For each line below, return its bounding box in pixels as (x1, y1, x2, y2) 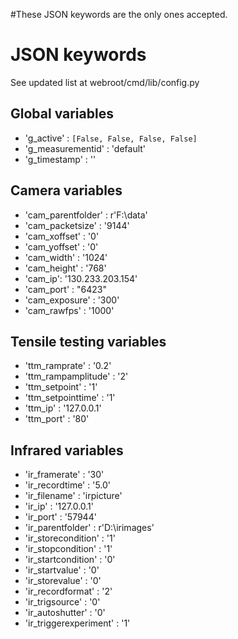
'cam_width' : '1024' (24, 251, 108, 263)
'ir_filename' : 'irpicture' (24, 490, 123, 502)
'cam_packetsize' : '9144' (24, 219, 130, 231)
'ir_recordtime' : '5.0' (24, 479, 112, 491)
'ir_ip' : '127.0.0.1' (24, 500, 95, 513)
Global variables (10, 105, 114, 123)
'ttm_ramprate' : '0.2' (24, 360, 112, 372)
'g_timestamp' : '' (24, 153, 97, 165)
